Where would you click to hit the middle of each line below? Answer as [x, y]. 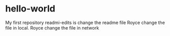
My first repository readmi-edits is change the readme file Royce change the [85, 22]
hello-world [30, 9]
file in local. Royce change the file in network [52, 27]
